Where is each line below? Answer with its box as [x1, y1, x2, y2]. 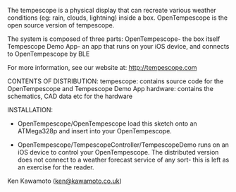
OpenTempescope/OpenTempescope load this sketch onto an [17, 119, 197, 128]
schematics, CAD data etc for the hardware [7, 92, 132, 100]
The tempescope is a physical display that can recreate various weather [7, 6, 216, 14]
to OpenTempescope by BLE [7, 49, 90, 58]
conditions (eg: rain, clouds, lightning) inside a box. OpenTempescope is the [7, 13, 228, 22]
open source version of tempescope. [7, 21, 115, 29]
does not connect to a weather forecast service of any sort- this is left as [17, 155, 230, 164]
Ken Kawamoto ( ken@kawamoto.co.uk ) [7, 176, 122, 185]
